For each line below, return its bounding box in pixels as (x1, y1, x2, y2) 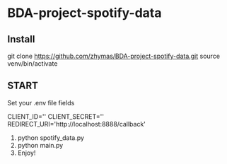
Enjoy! (17, 148, 36, 157)
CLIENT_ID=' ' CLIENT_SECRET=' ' (7, 112, 105, 121)
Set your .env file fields (7, 98, 75, 107)
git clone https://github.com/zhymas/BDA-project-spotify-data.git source (7, 52, 221, 60)
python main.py (17, 141, 64, 149)
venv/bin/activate (7, 59, 58, 68)
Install (7, 33, 35, 45)
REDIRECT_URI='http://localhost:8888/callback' (7, 119, 146, 128)
